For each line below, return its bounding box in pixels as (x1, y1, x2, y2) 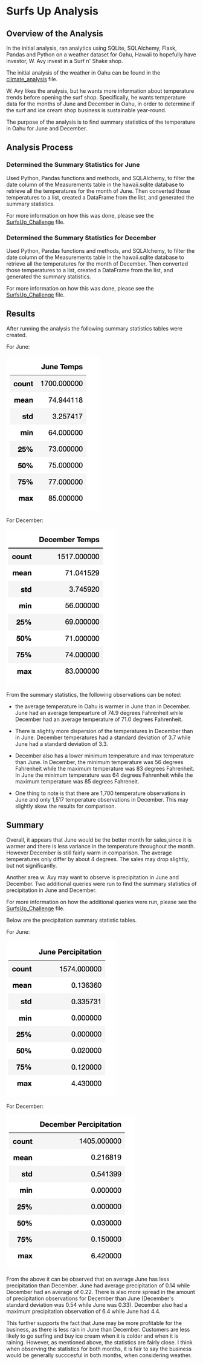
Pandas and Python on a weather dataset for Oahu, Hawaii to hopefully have (6, 51, 196, 58)
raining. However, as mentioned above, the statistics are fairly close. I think (6, 1338, 193, 1346)
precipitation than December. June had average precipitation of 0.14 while (6, 1281, 190, 1289)
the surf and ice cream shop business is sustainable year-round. (6, 107, 167, 113)
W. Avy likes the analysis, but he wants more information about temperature (6, 87, 195, 95)
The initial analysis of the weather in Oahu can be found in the (6, 69, 161, 76)
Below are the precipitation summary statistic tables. (6, 916, 137, 924)
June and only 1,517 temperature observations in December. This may (14, 796, 188, 803)
